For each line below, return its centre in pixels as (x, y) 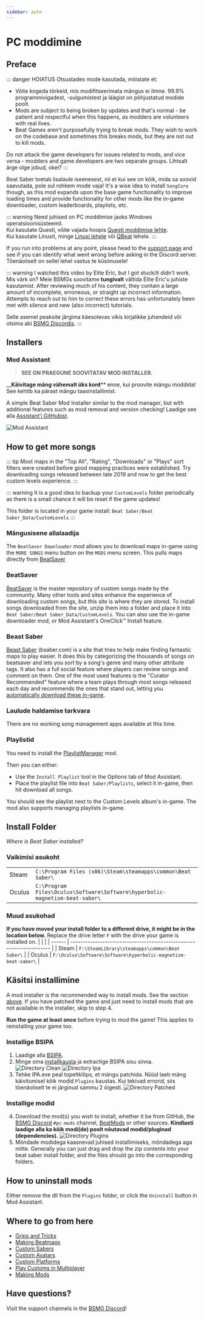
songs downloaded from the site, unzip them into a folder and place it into (99, 608)
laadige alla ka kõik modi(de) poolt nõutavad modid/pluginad (93, 1129)
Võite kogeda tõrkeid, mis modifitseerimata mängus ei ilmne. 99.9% (100, 91)
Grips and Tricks (36, 1236)
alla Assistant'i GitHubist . (37, 416)
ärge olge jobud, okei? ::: (37, 167)
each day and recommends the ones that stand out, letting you (85, 689)
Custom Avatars (35, 1255)
